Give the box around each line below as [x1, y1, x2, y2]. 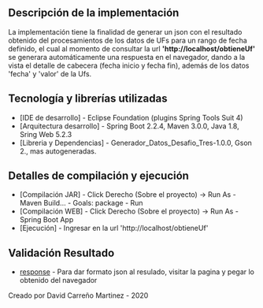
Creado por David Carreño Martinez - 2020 [8, 291, 149, 300]
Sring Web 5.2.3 [19, 129, 72, 139]
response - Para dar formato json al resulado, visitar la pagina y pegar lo [19, 267, 254, 276]
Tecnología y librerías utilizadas [8, 92, 168, 106]
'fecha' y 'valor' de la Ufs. [8, 69, 92, 78]
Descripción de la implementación [8, 6, 180, 20]
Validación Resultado [8, 246, 115, 259]
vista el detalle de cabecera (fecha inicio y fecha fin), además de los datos [8, 61, 250, 70]
